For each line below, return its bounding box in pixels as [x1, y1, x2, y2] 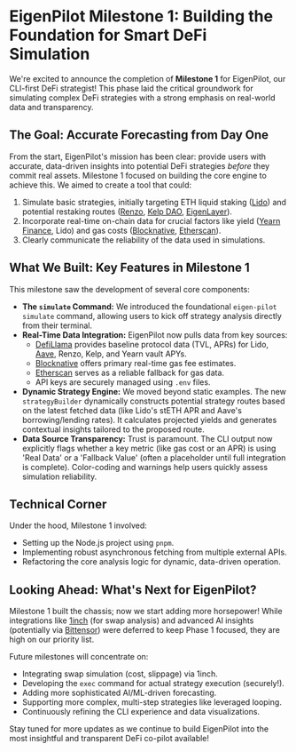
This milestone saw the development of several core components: [9, 284, 250, 294]
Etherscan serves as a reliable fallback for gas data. [35, 367, 224, 378]
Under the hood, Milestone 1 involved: [9, 520, 148, 531]
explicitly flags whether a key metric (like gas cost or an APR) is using [21, 443, 277, 453]
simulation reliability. [21, 471, 97, 482]
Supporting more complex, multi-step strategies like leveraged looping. [21, 697, 282, 708]
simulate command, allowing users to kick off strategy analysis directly [21, 310, 282, 321]
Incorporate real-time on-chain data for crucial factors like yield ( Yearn [21, 215, 281, 226]
